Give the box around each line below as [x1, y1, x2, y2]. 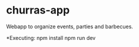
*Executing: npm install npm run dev [6, 34, 96, 41]
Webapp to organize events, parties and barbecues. [6, 23, 134, 30]
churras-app [6, 4, 70, 17]
